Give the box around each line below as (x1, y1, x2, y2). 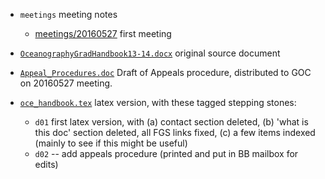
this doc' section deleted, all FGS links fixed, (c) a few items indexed (34, 127, 316, 138)
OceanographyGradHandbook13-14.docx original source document (19, 47, 281, 59)
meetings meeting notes (19, 9, 118, 20)
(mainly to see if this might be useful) (34, 137, 188, 149)
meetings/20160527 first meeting (34, 28, 172, 39)
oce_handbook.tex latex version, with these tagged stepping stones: (19, 97, 297, 108)
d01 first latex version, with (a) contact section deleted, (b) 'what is (34, 116, 309, 128)
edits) (34, 159, 59, 170)
